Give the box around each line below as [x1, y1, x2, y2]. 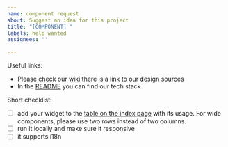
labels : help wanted [7, 29, 67, 37]
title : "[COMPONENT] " [7, 23, 73, 30]
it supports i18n [17, 132, 62, 141]
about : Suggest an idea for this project [7, 17, 129, 24]
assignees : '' [7, 36, 49, 43]
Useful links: [7, 61, 43, 70]
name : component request [7, 10, 79, 17]
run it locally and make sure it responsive [17, 125, 136, 133]
